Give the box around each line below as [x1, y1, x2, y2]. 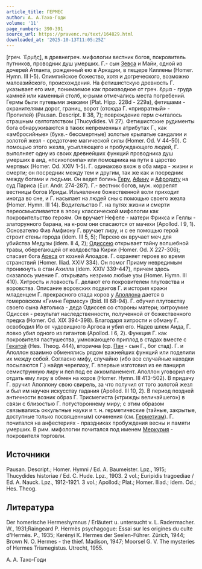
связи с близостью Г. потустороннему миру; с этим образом [6, 400, 165, 407]
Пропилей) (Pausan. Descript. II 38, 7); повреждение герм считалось [6, 111, 182, 118]
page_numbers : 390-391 [6, 25, 63, 32]
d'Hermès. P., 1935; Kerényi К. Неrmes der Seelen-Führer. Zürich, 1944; [6, 531, 185, 538]
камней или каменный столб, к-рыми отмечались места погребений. [6, 92, 186, 99]
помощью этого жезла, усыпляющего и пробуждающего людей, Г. [6, 143, 179, 150]
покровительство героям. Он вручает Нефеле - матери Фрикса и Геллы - [6, 214, 196, 221]
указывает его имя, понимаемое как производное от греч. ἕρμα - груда [6, 86, 192, 92]
